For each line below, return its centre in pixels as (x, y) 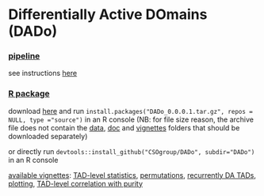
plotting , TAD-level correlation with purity (76, 183)
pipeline (24, 56)
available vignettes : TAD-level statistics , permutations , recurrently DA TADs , (132, 175)
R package (29, 94)
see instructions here (43, 73)
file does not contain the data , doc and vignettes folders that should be (124, 127)
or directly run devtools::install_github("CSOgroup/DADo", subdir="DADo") (132, 151)
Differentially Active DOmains (108, 15)
